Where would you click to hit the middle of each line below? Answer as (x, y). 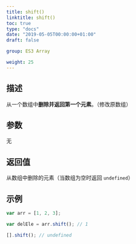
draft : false (23, 40)
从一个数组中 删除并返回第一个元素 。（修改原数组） (69, 104)
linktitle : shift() (31, 18)
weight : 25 (20, 62)
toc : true (19, 23)
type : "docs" (23, 29)
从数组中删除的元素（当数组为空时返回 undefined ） (70, 178)
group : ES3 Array (28, 51)
